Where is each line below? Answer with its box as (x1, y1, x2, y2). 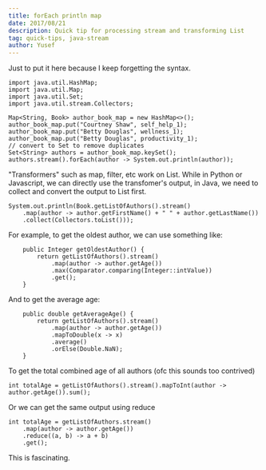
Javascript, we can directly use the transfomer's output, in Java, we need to (8, 178, 259, 188)
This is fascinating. (8, 453, 70, 463)
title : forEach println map (8, 11, 102, 20)
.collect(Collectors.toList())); (22, 217, 134, 225)
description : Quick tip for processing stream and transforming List (8, 26, 245, 34)
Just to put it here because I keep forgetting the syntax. (8, 63, 192, 73)
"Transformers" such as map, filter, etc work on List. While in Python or (8, 169, 243, 180)
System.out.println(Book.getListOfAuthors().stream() (8, 202, 192, 210)
